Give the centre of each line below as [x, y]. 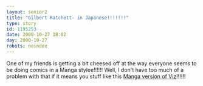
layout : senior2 [27, 12]
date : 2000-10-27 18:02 [36, 35]
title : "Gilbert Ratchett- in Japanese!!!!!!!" [68, 18]
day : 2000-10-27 [27, 40]
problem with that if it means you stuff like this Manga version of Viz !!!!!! [96, 76]
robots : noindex [27, 46]
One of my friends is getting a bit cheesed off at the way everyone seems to [101, 63]
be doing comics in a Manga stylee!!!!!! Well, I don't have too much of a [95, 70]
